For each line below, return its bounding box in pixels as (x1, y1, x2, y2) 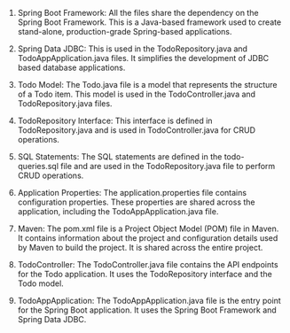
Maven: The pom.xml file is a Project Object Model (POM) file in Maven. (17, 223, 279, 234)
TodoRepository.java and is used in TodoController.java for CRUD (17, 125, 255, 136)
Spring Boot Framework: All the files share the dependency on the (17, 8, 259, 18)
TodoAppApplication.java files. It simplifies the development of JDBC (17, 53, 270, 63)
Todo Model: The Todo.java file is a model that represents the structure (17, 80, 278, 89)
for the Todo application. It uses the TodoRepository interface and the (17, 269, 272, 279)
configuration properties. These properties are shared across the (17, 197, 255, 207)
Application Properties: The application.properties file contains (17, 188, 247, 197)
